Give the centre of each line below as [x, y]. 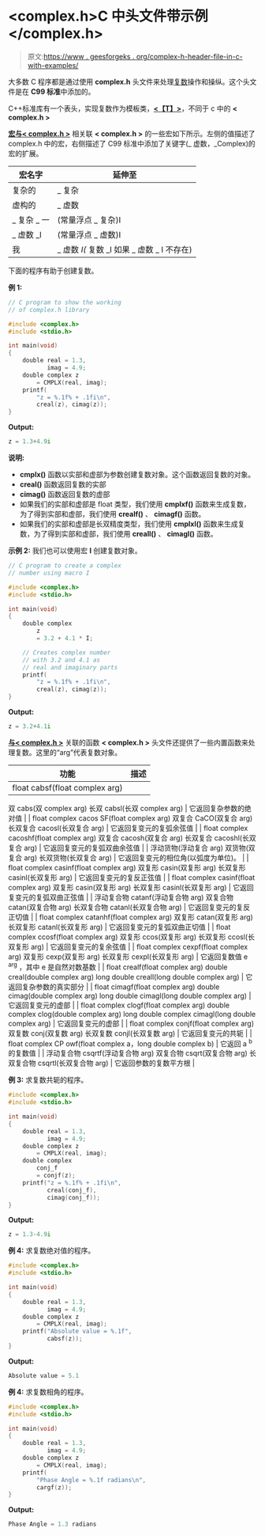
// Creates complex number [67, 652]
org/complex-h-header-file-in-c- [189, 56]
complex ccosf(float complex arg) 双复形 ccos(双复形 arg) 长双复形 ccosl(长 [131, 937]
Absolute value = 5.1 [44, 1375]
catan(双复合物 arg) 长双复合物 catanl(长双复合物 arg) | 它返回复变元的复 [126, 907]
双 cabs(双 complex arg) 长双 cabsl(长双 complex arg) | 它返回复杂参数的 [127, 808]
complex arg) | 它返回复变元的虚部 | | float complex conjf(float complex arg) [131, 1023]
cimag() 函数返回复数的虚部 [65, 495]
